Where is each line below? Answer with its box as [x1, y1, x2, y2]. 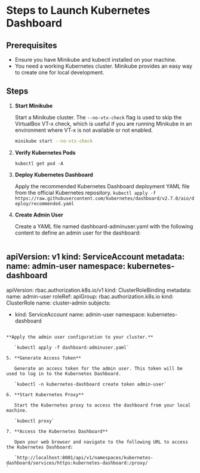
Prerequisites [6, 40, 57, 50]
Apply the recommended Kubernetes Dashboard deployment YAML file [14, 182, 190, 189]
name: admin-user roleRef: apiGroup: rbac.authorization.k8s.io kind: [6, 293, 174, 300]
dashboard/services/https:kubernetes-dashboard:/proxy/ [6, 460, 148, 466]
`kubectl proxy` [14, 418, 55, 424]
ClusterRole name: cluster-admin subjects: [6, 299, 111, 306]
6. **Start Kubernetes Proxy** [6, 391, 84, 397]
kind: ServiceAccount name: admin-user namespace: [14, 311, 146, 318]
